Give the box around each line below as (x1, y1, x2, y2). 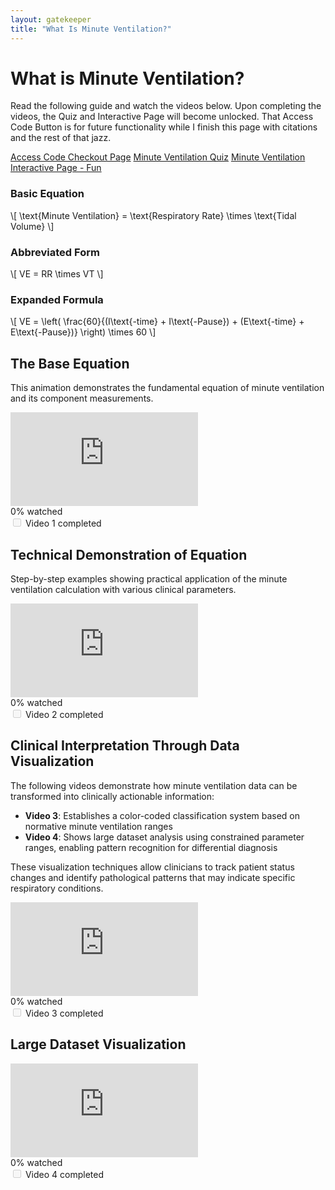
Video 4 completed (24, 1168, 104, 1180)
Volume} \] (10, 220, 55, 232)
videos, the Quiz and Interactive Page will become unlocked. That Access (10, 111, 314, 123)
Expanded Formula (10, 292, 104, 306)
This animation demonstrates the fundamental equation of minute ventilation (10, 382, 325, 394)
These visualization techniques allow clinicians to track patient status (10, 861, 295, 873)
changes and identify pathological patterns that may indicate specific (10, 871, 296, 883)
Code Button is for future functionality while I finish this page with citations (10, 121, 318, 133)
